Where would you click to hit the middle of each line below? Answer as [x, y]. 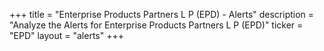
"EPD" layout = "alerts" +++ [66, 35]
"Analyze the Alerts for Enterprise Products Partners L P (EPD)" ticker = [156, 25]
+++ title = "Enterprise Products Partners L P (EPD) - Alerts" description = [162, 14]
